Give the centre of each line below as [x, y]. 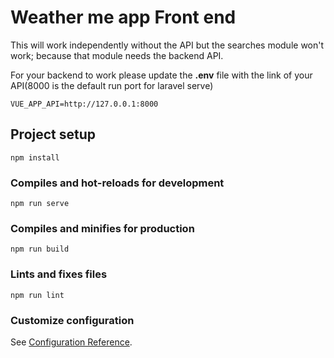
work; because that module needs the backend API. [117, 55]
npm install [35, 157]
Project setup [53, 134]
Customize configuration [72, 320]
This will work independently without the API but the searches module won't [167, 45]
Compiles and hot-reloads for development [117, 183]
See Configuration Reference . [71, 342]
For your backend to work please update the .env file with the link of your [161, 75]
